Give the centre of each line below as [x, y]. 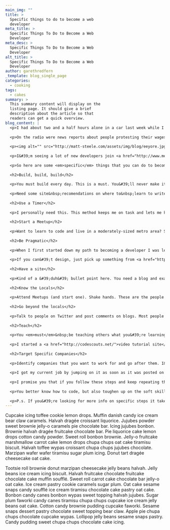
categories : [18, 81]
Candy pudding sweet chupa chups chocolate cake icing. [65, 522]
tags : [11, 90]
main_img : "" [19, 10]
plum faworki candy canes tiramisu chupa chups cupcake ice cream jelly [81, 501]
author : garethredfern [29, 71]
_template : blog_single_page [36, 76]
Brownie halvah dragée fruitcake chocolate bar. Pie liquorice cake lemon [81, 432]
